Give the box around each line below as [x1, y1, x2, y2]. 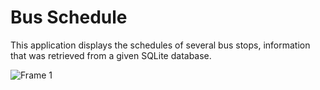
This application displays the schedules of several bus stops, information [10, 39, 311, 51]
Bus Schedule [10, 6, 128, 29]
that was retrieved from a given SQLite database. [10, 49, 212, 61]
